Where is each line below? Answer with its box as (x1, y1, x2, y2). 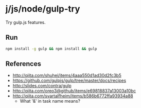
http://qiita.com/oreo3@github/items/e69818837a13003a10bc (12, 88, 136, 94)
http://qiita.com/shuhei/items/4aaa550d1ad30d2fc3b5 (12, 73, 122, 78)
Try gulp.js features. (5, 19, 46, 25)
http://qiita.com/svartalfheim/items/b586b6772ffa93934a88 (12, 93, 133, 99)
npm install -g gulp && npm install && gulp (5, 46, 97, 51)
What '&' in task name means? (19, 98, 81, 104)
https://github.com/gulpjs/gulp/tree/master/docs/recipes (12, 77, 126, 83)
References (5, 60, 41, 68)
